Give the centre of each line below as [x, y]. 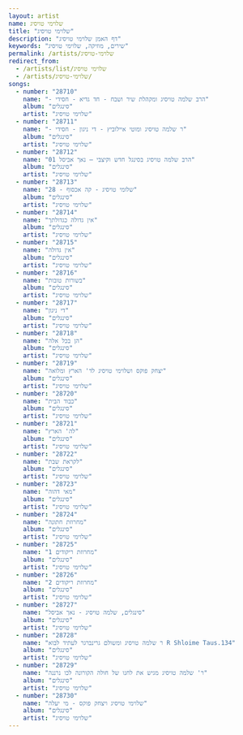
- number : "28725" [47, 545]
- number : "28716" [47, 273]
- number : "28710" [47, 91]
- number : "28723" [47, 484]
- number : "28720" [47, 393]
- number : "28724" [47, 514]
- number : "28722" [47, 454]
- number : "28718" [47, 333]
